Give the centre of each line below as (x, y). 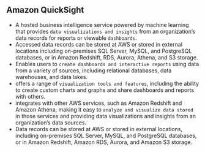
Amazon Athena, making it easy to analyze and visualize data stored (104, 109)
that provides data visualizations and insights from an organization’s (105, 31)
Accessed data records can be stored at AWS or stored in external (99, 44)
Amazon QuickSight (45, 10)
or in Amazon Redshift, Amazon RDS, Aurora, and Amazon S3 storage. (104, 142)
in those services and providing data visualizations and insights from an (105, 116)
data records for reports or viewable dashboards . (76, 38)
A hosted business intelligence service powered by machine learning (102, 25)
